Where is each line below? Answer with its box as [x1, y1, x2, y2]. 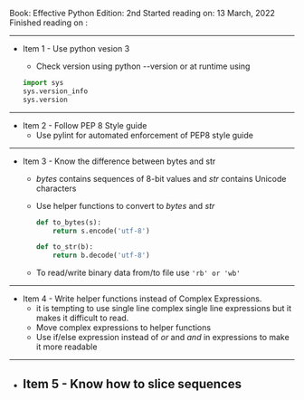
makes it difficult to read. [35, 312, 129, 324]
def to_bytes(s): [35, 217, 102, 227]
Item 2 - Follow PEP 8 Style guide [22, 119, 147, 130]
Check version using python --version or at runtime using [35, 61, 251, 71]
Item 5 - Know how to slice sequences [22, 376, 242, 392]
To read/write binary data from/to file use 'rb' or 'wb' [35, 267, 242, 279]
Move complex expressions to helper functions [35, 322, 211, 333]
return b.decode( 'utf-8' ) [52, 251, 151, 261]
